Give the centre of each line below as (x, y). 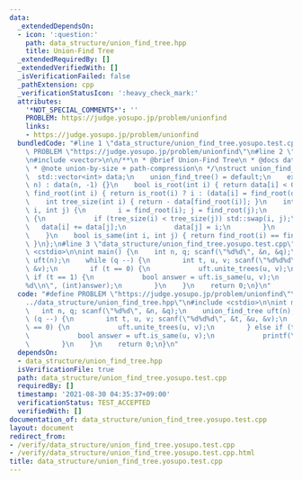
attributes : (40, 101)
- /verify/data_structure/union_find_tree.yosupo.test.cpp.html (132, 453)
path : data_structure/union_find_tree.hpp (106, 43)
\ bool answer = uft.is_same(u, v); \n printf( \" (162, 336)
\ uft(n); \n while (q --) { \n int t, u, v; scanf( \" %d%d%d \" (162, 261)
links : (38, 127)
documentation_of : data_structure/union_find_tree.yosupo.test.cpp (138, 420)
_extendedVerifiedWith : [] (68, 68)
